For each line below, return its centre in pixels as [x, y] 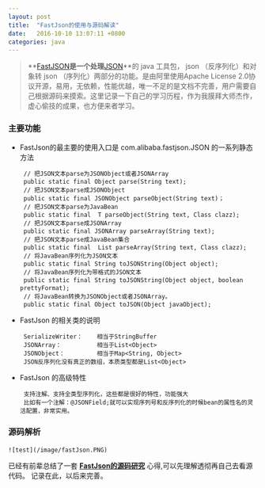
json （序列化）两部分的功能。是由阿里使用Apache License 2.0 [146, 76]
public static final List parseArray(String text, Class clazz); [135, 247]
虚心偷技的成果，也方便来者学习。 [83, 106]
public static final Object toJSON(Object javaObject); [117, 304]
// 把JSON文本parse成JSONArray [72, 223]
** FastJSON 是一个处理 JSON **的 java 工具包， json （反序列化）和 [139, 67]
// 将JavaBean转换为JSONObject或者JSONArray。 [97, 296]
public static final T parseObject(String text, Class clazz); [131, 215]
